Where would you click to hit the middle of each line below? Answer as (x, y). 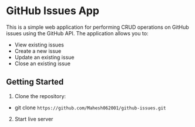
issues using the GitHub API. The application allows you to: (77, 33)
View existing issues (39, 45)
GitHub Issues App (53, 11)
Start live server (34, 119)
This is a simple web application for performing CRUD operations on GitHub (97, 27)
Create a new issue (38, 51)
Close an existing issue (43, 63)
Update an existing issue (44, 57)
